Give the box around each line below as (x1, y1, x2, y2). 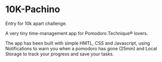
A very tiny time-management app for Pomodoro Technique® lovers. (5, 30, 148, 36)
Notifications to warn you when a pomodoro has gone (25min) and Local (5, 45, 157, 51)
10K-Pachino (5, 4, 60, 15)
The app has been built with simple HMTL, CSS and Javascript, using (5, 40, 150, 46)
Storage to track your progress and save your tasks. (5, 51, 114, 57)
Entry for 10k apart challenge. (5, 20, 67, 26)
